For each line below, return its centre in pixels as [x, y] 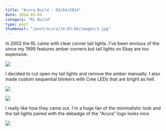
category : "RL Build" [28, 19]
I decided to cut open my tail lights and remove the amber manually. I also [83, 74]
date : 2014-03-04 [24, 15]
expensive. [17, 55]
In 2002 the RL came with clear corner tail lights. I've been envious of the [82, 43]
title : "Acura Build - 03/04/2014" [43, 10]
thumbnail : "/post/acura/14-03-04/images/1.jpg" [58, 29]
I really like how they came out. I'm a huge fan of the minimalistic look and [83, 108]
